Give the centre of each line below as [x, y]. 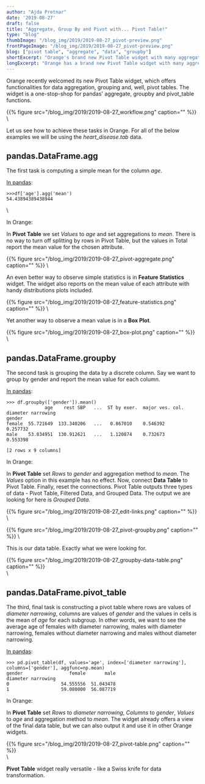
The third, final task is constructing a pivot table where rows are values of [99, 607]
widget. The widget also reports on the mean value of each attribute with [98, 284]
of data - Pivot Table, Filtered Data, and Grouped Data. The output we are [99, 494]
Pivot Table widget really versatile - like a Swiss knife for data [84, 769]
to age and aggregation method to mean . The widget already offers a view [100, 719]
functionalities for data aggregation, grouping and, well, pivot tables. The [98, 87]
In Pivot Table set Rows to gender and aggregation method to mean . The [98, 474]
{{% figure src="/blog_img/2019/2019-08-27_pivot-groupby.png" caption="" [102, 530]
